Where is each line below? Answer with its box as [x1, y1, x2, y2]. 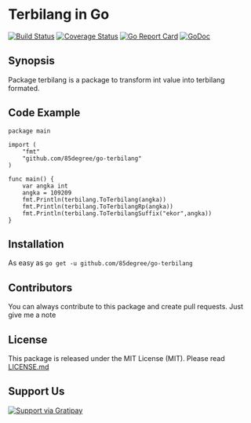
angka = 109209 [22, 188, 72, 197]
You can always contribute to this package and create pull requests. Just [8, 302, 243, 312]
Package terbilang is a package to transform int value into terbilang [8, 75, 225, 84]
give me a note [8, 310, 56, 319]
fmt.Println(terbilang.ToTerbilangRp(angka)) [22, 202, 174, 210]
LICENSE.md [8, 363, 49, 371]
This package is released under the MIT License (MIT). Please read [8, 354, 225, 363]
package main [8, 127, 51, 135]
